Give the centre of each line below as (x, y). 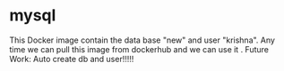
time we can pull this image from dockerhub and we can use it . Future (139, 49)
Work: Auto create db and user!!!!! (72, 59)
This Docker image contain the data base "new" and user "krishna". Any (142, 40)
